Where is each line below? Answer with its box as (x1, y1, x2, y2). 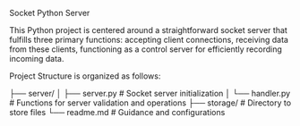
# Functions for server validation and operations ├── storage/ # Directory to (9, 97, 292, 108)
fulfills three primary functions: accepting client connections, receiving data (9, 35, 289, 45)
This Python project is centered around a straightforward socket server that (9, 25, 288, 35)
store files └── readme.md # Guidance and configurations (9, 107, 226, 117)
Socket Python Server (9, 8, 90, 18)
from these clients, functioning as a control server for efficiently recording (9, 44, 282, 55)
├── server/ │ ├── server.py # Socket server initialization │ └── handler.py (9, 88, 291, 98)
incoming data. (9, 54, 64, 63)
